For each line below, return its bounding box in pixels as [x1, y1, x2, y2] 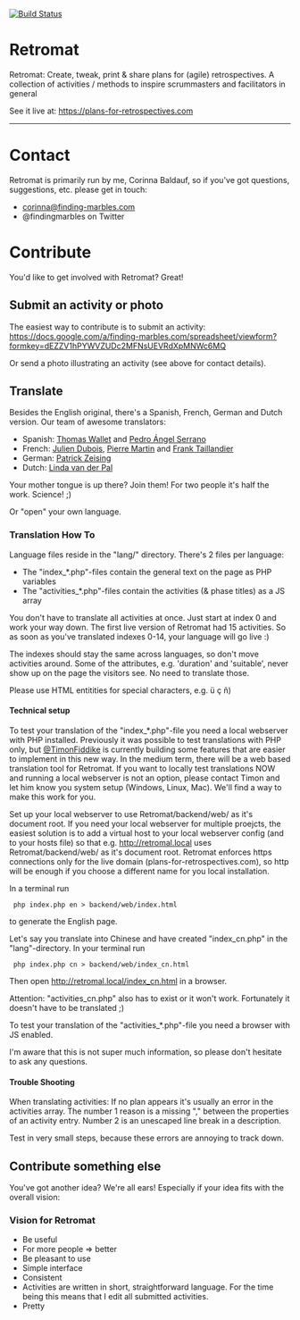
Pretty [21, 1300, 46, 1312]
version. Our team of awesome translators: [9, 416, 167, 428]
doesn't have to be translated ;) [9, 1002, 125, 1013]
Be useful [21, 1234, 58, 1245]
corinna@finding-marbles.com [21, 201, 136, 212]
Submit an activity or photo [9, 297, 163, 313]
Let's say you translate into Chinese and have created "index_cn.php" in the [9, 933, 288, 944]
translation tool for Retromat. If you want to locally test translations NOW [9, 763, 276, 773]
